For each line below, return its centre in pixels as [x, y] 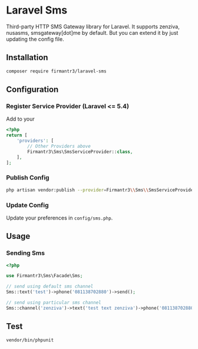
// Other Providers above [59, 146]
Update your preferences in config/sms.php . [60, 218]
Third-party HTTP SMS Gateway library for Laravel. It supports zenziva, [93, 26]
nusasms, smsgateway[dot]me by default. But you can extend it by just [92, 32]
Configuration [32, 90]
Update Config [27, 205]
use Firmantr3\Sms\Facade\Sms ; [44, 276]
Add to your [21, 119]
